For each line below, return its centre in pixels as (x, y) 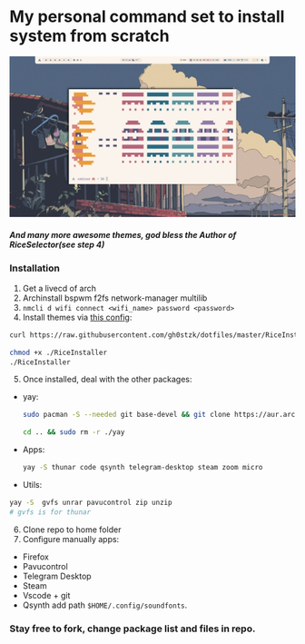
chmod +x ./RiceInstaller (58, 352)
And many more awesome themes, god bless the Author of (123, 235)
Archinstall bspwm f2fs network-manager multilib (115, 298)
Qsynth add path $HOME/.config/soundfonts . (105, 605)
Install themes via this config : (77, 317)
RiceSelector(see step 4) (57, 245)
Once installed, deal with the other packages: (107, 380)
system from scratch (89, 36)
